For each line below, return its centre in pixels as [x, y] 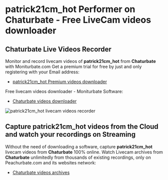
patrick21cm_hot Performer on [70, 9]
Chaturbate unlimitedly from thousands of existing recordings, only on [78, 157]
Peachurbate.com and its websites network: [51, 162]
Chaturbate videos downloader [44, 101]
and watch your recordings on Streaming [70, 134]
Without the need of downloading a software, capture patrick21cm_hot [79, 146]
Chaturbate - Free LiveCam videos [78, 20]
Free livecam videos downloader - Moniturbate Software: [64, 91]
